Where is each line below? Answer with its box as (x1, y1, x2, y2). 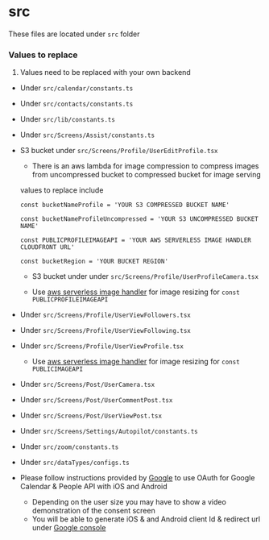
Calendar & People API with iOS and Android (19, 482, 168, 492)
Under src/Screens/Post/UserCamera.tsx (19, 380, 155, 389)
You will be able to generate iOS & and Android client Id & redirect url (31, 514, 260, 524)
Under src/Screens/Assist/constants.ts (19, 130, 155, 139)
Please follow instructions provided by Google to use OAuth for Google (19, 473, 255, 483)
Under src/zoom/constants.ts (19, 442, 119, 451)
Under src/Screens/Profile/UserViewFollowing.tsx (19, 326, 191, 335)
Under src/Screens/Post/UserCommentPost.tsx (19, 395, 173, 405)
